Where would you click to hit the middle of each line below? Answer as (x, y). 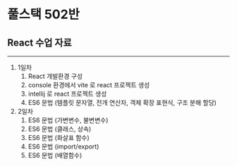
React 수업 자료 (39, 43)
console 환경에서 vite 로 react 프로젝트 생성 (89, 85)
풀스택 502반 (43, 14)
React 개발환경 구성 (55, 76)
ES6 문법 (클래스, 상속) (60, 129)
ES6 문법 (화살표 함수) (59, 138)
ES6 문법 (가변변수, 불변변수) (68, 120)
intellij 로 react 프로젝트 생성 (67, 94)
